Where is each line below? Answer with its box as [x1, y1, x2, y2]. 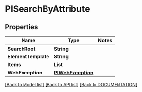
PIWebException [53, 69, 94, 76]
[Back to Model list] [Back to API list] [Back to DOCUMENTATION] [5, 82, 138, 87]
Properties [5, 23, 38, 31]
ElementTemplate [7, 54, 49, 60]
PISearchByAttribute [5, 3, 90, 15]
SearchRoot [7, 45, 36, 52]
